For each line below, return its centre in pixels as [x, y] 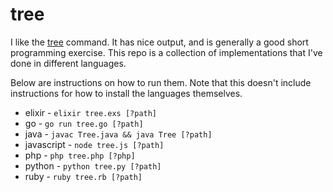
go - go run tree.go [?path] [84, 123]
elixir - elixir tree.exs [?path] [91, 112]
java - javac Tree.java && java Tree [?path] [118, 134]
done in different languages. [68, 63]
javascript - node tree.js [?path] [94, 144]
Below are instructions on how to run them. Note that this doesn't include [161, 82]
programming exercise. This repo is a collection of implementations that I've [166, 52]
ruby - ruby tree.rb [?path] [83, 176]
